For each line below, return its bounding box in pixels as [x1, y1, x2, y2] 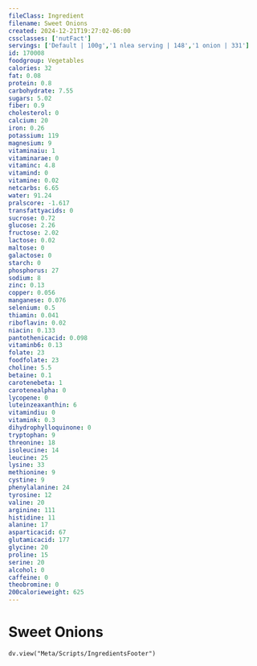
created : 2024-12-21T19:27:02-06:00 [8, 27, 131, 35]
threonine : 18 [8, 438, 56, 447]
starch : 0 [8, 259, 42, 267]
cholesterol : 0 [8, 110, 59, 118]
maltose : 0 [8, 244, 45, 252]
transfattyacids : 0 [8, 206, 74, 214]
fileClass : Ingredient [8, 11, 84, 20]
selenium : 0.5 [8, 304, 56, 312]
